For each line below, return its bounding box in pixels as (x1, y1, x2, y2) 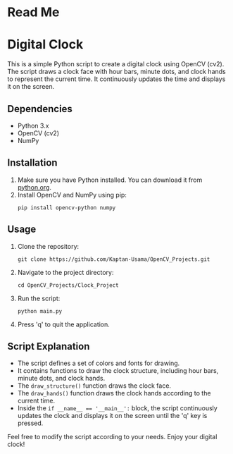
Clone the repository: (17, 242, 80, 250)
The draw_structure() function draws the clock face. (17, 381, 171, 390)
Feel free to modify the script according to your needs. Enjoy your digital (7, 433, 218, 441)
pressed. (17, 419, 44, 427)
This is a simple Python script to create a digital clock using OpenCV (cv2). (7, 60, 225, 68)
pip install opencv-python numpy (17, 204, 116, 211)
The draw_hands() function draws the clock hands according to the (17, 389, 211, 398)
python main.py (17, 307, 63, 314)
